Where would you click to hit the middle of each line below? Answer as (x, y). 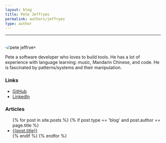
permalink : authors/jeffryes (35, 19)
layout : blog (19, 10)
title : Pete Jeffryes (27, 14)
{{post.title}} (25, 130)
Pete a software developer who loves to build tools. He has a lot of (73, 57)
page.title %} (25, 125)
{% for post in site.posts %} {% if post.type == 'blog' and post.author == (86, 120)
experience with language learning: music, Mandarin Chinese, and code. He (82, 62)
